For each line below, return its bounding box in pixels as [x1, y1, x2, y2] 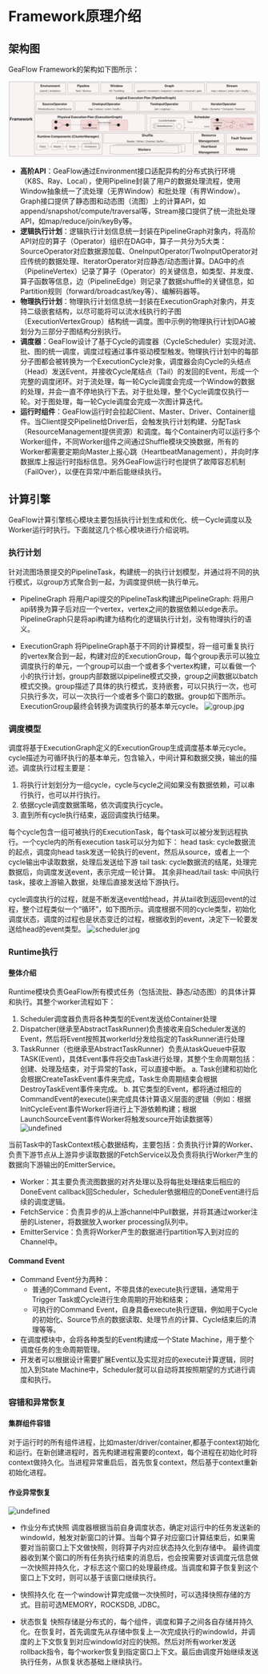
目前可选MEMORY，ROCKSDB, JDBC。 [34, 1599, 165, 1609]
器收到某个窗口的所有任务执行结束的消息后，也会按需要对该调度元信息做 [19, 1552, 258, 1562]
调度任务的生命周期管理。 [19, 1344, 105, 1355]
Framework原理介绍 [8, 7, 142, 26]
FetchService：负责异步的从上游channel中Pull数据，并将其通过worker [19, 1207, 251, 1217]
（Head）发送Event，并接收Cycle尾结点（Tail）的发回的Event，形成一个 [19, 366, 260, 376]
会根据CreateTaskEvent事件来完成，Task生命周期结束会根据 [19, 1074, 218, 1084]
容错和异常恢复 [8, 1397, 66, 1408]
